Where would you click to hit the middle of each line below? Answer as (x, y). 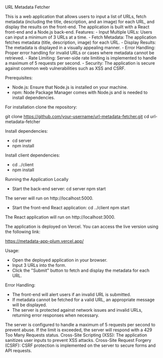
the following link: (23, 232)
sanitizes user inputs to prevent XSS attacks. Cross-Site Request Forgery (78, 340)
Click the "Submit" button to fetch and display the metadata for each (81, 270)
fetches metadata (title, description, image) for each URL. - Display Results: (81, 42)
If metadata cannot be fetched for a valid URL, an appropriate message (83, 300)
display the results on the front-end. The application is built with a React (77, 27)
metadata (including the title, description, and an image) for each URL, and (80, 22)
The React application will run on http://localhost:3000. (60, 217)
